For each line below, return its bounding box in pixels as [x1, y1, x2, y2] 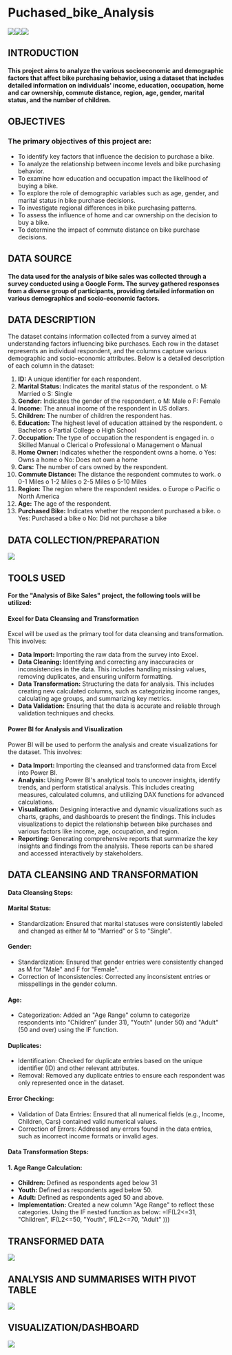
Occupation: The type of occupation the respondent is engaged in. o [17, 433, 215, 442]
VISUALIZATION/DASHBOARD [8, 1322, 140, 1334]
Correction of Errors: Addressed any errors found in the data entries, [17, 1125, 213, 1133]
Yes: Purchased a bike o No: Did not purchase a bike [17, 514, 167, 522]
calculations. [17, 798, 54, 806]
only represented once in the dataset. [17, 1078, 125, 1087]
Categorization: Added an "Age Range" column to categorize [17, 1011, 191, 1019]
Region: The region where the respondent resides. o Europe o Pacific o [17, 485, 220, 493]
